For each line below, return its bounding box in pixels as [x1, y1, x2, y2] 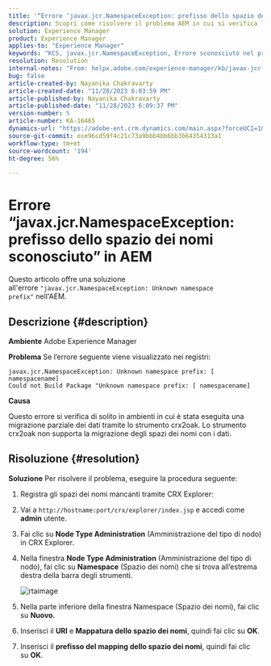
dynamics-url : [8, 124, 56, 132]
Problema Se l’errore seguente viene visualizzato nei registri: [8, 352, 211, 362]
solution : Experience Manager [8, 27, 110, 35]
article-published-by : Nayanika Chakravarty [8, 94, 161, 103]
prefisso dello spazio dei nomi [8, 231, 214, 249]
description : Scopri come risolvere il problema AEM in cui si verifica [8, 19, 258, 27]
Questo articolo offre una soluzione [8, 274, 126, 284]
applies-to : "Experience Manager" [8, 42, 125, 50]
